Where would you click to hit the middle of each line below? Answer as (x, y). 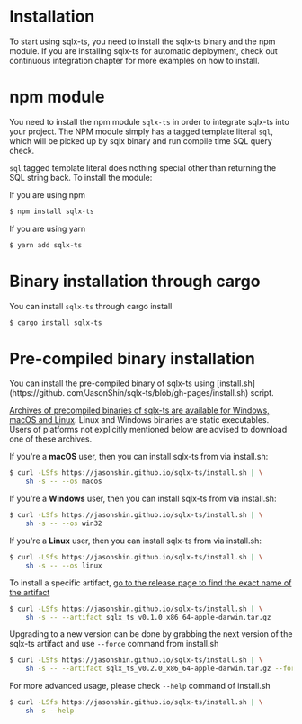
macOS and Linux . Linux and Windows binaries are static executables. (139, 420)
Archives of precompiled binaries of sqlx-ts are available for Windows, (139, 410)
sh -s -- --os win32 (64, 523)
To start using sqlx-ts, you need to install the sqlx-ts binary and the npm (142, 41)
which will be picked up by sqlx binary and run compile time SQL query (141, 140)
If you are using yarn (48, 228)
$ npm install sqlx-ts (52, 211)
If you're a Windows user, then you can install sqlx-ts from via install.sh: (143, 499)
